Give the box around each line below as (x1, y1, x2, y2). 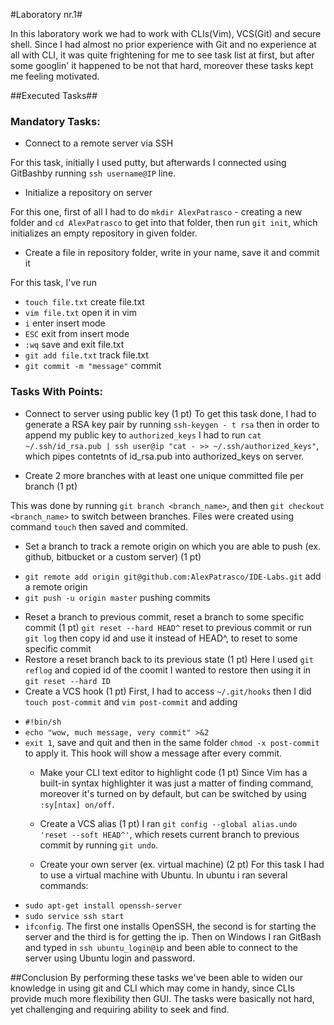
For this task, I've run (10, 277, 97, 289)
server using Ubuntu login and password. (24, 952, 196, 964)
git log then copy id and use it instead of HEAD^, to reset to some (24, 632, 298, 644)
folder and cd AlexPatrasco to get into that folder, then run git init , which (10, 217, 318, 229)
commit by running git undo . (39, 839, 159, 851)
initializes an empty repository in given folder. (10, 227, 198, 239)
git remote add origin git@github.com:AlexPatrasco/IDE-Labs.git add (24, 570, 322, 582)
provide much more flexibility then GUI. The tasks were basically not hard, (10, 992, 315, 1004)
